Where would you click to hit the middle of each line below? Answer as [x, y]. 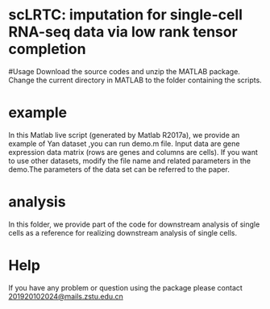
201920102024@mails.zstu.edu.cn [66, 296]
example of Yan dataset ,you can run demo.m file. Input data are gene [124, 144]
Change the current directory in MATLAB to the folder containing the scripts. [135, 80]
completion [47, 49]
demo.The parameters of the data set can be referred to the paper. [119, 169]
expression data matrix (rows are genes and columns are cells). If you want [133, 152]
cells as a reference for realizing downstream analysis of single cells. [123, 232]
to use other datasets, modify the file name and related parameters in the [130, 161]
